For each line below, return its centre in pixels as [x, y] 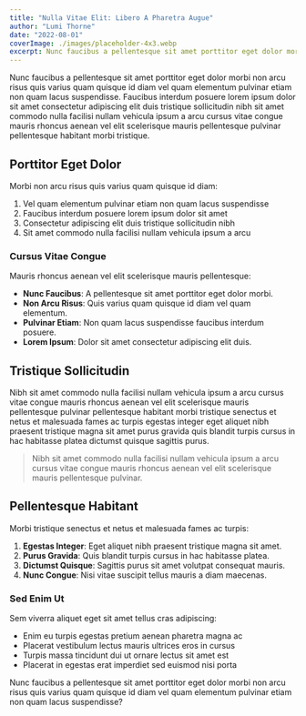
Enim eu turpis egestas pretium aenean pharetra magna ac [133, 636]
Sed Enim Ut [37, 599]
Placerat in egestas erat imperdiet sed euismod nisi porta [130, 665]
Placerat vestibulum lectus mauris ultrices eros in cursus [128, 646]
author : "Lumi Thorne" [52, 26]
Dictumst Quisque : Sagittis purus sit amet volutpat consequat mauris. [153, 565]
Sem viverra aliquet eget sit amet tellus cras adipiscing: [113, 619]
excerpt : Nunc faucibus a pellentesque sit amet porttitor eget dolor [146, 52]
